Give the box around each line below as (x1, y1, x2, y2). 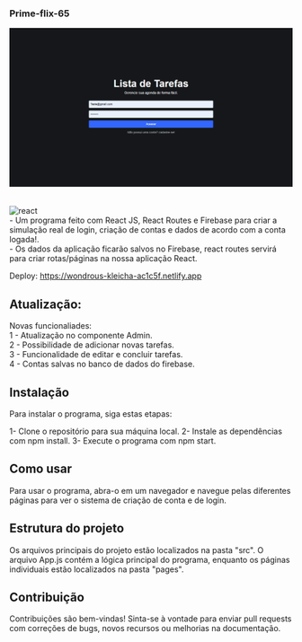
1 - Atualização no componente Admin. (9, 330, 153, 341)
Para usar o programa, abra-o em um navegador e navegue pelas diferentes (9, 485, 291, 496)
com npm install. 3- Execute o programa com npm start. (9, 435, 217, 446)
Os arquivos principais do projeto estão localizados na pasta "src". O (9, 544, 264, 555)
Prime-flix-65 (9, 7, 70, 20)
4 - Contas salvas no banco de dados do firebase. (9, 358, 195, 370)
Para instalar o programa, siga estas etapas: (9, 408, 173, 419)
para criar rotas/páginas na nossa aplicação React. (9, 253, 198, 264)
